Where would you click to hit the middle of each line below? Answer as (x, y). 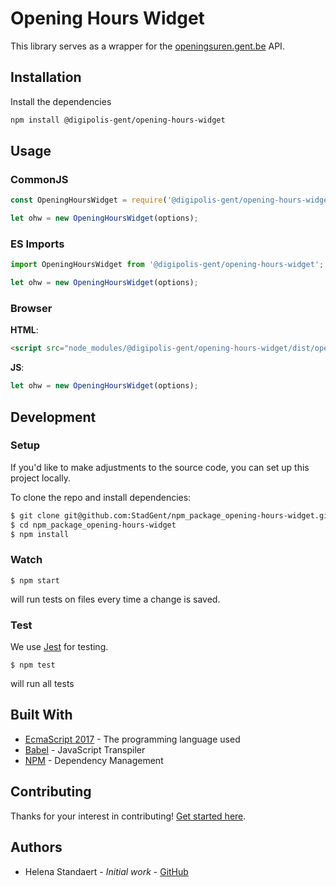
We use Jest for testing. (59, 647)
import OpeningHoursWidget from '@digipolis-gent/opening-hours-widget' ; (167, 265)
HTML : (24, 330)
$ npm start (35, 580)
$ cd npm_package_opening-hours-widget (93, 525)
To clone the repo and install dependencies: (101, 497)
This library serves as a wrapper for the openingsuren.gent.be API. (147, 46)
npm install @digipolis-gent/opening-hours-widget (118, 120)
